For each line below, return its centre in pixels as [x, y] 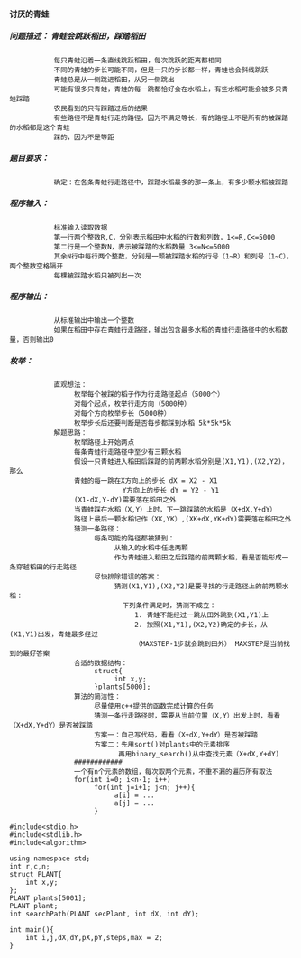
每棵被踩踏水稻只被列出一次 [97, 276]
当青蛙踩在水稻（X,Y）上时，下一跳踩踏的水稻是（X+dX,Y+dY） [175, 510]
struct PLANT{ [36, 875]
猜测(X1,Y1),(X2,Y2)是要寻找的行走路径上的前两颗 [198, 587]
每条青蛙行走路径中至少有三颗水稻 [128, 452]
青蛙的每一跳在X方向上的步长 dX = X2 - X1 [146, 481]
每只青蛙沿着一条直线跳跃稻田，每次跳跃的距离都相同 [138, 60]
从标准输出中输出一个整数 [94, 321]
